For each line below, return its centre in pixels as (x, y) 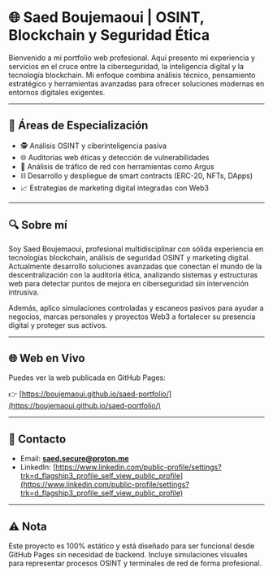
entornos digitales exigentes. (57, 92)
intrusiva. (24, 292)
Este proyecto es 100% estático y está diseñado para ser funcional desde (132, 546)
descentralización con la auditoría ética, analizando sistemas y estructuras (133, 275)
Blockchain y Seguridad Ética (109, 35)
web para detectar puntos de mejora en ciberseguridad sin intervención (129, 283)
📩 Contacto (37, 439)
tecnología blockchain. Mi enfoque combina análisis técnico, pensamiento (132, 75)
